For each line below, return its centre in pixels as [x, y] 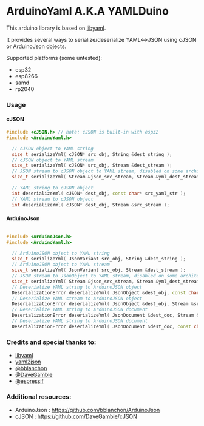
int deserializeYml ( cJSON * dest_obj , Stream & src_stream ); [91, 205]
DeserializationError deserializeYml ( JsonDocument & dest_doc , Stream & [106, 316]
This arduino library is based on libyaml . [56, 28]
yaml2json [28, 362]
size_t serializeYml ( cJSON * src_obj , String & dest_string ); [92, 154]
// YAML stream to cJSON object [53, 199]
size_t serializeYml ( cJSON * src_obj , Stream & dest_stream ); [92, 166]
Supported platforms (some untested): [54, 58]
